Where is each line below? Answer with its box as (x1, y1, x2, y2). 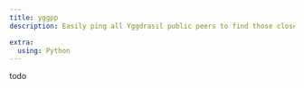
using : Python (17, 46, 71, 55)
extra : (9, 38, 34, 47)
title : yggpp (9, 13, 59, 22)
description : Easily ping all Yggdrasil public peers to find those (9, 22, 273, 31)
